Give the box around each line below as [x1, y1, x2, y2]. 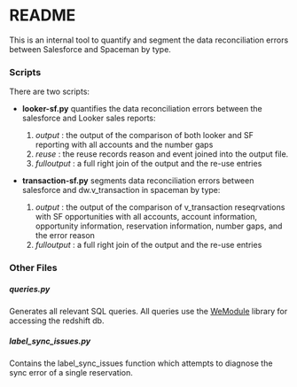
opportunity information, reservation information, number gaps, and [35, 221, 283, 231]
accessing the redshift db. [9, 315, 105, 326]
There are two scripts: [9, 86, 90, 97]
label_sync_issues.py [9, 336, 91, 346]
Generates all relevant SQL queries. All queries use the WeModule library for [9, 306, 288, 317]
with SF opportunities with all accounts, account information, [35, 212, 258, 222]
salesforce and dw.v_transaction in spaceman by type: [21, 185, 221, 196]
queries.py [9, 283, 51, 294]
